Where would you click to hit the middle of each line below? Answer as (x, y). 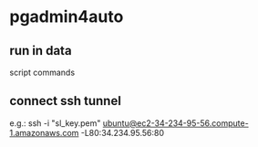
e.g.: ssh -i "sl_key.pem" (55, 123)
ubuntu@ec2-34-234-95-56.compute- (175, 123)
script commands (42, 72)
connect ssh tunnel (65, 101)
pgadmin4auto (67, 17)
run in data (41, 51)
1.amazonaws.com (44, 132)
